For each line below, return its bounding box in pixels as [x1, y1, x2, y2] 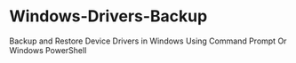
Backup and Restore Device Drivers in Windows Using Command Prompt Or [9, 35, 287, 46]
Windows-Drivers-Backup [9, 6, 208, 27]
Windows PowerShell [9, 44, 87, 55]
